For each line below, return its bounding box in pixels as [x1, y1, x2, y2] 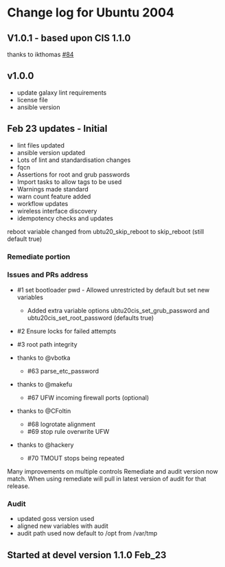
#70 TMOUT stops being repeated [27, 454, 125, 462]
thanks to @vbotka [16, 354, 71, 362]
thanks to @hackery [16, 441, 74, 449]
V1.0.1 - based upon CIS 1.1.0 [7, 32, 131, 44]
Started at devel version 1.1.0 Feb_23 [7, 549, 167, 561]
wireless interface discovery [16, 207, 97, 215]
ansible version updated [16, 148, 86, 157]
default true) [7, 235, 43, 243]
